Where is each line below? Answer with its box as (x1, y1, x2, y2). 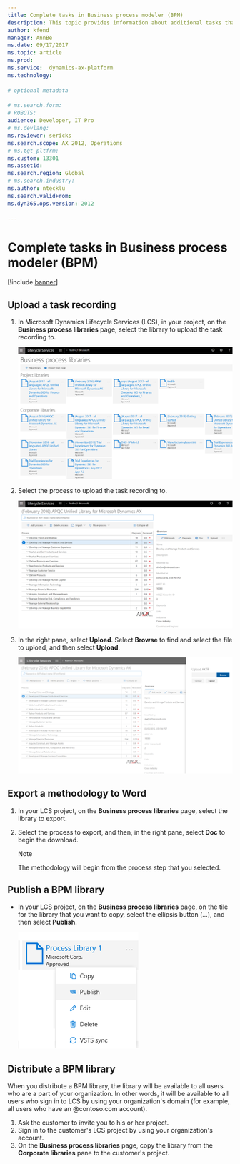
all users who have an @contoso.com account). (7, 1105, 148, 1113)
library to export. (17, 814, 67, 822)
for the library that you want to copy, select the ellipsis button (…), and (17, 910, 225, 919)
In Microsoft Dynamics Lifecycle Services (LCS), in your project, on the (17, 318, 226, 327)
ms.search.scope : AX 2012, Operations (7, 139, 123, 146)
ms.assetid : (7, 162, 43, 169)
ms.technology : (7, 71, 53, 79)
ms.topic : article (7, 49, 62, 56)
